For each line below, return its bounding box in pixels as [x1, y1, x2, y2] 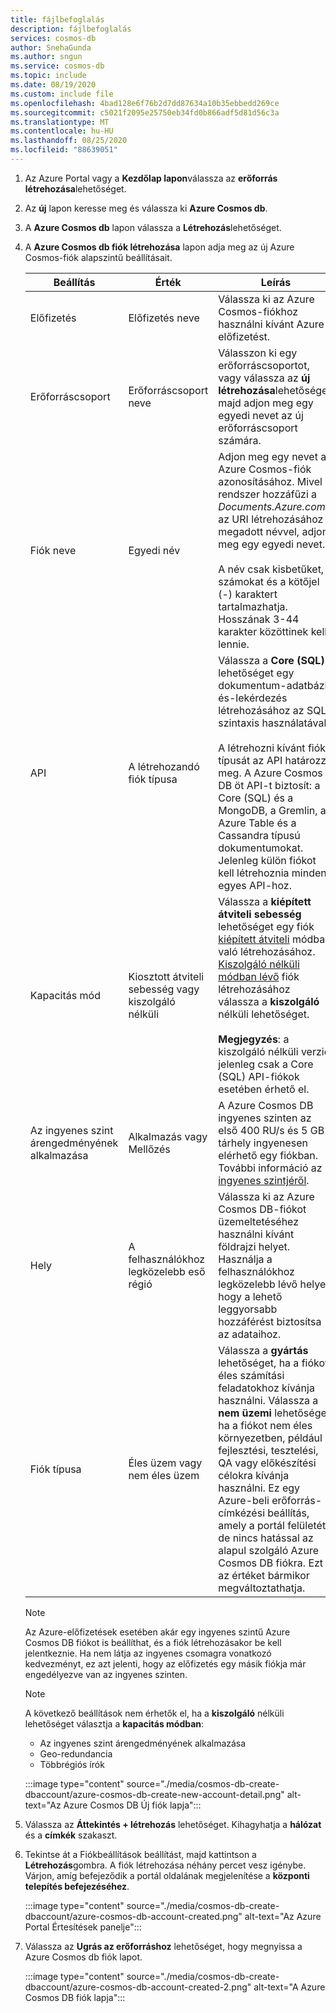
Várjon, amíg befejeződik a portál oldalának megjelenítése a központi [24, 1869, 310, 1881]
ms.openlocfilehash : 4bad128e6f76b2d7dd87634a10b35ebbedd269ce [10, 98, 280, 108]
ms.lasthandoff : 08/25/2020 [10, 136, 128, 146]
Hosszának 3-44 [218, 612, 300, 626]
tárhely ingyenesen [218, 1136, 308, 1150]
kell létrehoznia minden [218, 866, 327, 880]
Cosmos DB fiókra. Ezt [218, 1556, 324, 1570]
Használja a [218, 1252, 273, 1266]
